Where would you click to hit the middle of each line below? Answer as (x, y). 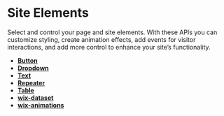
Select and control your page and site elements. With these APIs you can (112, 32)
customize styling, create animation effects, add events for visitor (101, 39)
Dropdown (33, 68)
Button (28, 60)
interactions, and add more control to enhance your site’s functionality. (109, 47)
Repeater (31, 82)
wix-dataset (35, 97)
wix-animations (41, 105)
